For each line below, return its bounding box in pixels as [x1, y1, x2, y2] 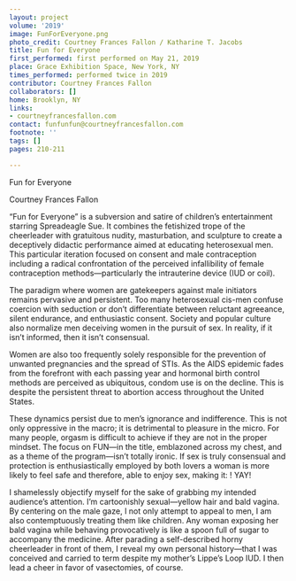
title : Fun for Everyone [9, 46, 101, 55]
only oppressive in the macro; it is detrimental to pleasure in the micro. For [9, 422, 280, 433]
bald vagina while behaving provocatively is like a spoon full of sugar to [9, 524, 269, 535]
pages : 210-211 [9, 144, 65, 153]
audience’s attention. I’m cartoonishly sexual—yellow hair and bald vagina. [9, 496, 280, 507]
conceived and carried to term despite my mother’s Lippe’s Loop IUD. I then [9, 553, 285, 563]
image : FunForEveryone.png [9, 29, 109, 38]
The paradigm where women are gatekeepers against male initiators [9, 284, 258, 295]
